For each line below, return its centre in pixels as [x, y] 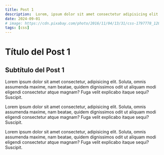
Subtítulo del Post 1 [35, 70]
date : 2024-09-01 [23, 19]
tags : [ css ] [17, 28]
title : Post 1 [20, 10]
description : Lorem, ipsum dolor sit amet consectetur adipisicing [76, 14]
